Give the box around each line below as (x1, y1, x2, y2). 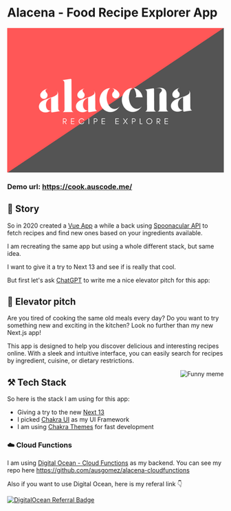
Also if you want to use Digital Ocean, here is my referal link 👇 (7, 479, 183, 488)
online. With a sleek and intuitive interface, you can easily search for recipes (7, 349, 223, 358)
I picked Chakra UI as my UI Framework (16, 415, 129, 424)
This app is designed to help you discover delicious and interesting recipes (7, 342, 219, 350)
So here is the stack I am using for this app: (7, 395, 130, 403)
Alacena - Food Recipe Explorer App (7, 5, 218, 21)
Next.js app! (7, 329, 41, 337)
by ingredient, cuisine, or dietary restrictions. (7, 356, 134, 365)
